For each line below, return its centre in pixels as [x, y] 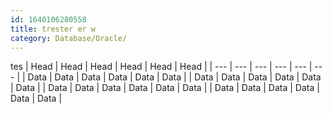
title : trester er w [53, 29]
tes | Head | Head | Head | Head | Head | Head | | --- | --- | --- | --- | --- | [161, 67]
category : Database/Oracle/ [69, 38]
